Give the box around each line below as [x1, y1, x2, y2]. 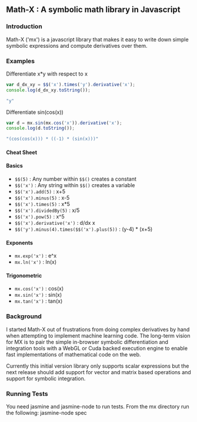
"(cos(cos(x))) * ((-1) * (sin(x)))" [6, 136, 99, 142]
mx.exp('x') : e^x [14, 252, 57, 259]
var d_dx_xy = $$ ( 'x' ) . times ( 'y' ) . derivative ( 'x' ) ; [6, 81, 135, 87]
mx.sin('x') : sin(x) [14, 292, 62, 299]
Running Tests [6, 390, 48, 398]
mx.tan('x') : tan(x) [14, 297, 63, 305]
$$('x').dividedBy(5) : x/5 [14, 207, 80, 214]
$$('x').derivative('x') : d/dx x [14, 220, 95, 227]
